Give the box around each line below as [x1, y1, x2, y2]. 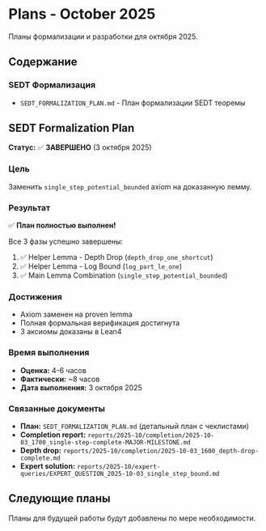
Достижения [8, 291, 62, 302]
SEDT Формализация [8, 79, 95, 91]
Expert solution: [19, 461, 75, 470]
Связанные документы [8, 402, 105, 414]
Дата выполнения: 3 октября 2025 [19, 382, 143, 393]
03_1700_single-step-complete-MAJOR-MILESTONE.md [19, 438, 192, 446]
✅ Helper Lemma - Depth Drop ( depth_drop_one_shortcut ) [19, 253, 213, 262]
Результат [8, 202, 51, 213]
